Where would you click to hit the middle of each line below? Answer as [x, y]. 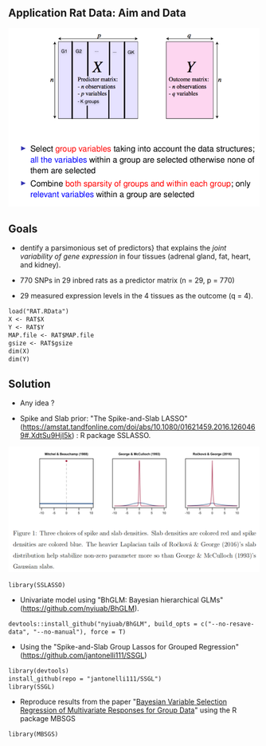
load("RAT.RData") [39, 312]
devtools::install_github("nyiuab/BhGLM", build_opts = [103, 624]
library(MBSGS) [33, 734]
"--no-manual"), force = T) [80, 632]
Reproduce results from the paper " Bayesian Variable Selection [123, 701]
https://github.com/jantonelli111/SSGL [84, 655]
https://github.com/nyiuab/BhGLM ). [81, 608]
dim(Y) [19, 359]
